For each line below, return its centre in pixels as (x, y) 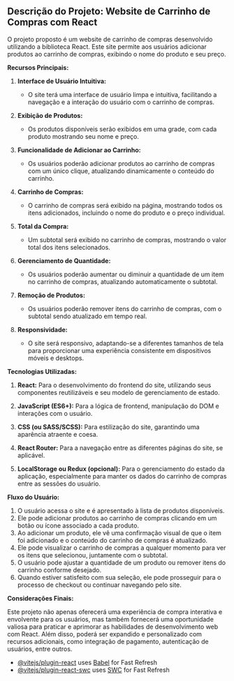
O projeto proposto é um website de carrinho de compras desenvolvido (110, 39)
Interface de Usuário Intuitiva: (62, 81)
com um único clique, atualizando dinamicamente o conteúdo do (121, 171)
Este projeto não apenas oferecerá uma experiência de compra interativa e (115, 612)
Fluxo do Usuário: (33, 497)
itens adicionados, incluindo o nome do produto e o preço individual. (126, 213)
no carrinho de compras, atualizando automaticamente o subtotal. (123, 281)
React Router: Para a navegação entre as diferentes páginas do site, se (120, 448)
